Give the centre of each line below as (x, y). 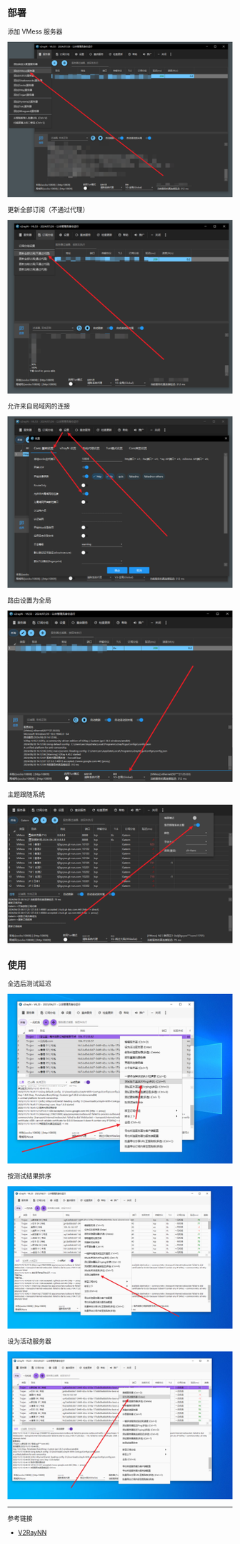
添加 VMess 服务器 (35, 31)
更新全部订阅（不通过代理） (48, 210)
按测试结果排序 (29, 1175)
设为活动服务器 (29, 1341)
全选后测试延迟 (29, 983)
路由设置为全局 (29, 600)
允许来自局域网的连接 (39, 406)
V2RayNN (32, 1532)
